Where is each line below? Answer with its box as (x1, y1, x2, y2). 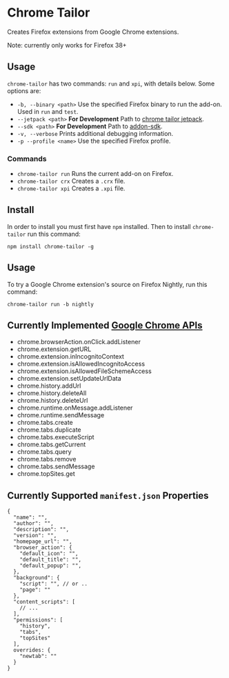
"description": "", (13, 526, 70, 533)
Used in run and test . (17, 107, 79, 115)
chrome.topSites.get (17, 470, 76, 478)
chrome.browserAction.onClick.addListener (17, 338, 141, 346)
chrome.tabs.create (17, 419, 74, 427)
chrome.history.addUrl (17, 381, 81, 390)
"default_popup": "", (19, 562, 81, 570)
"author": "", (13, 520, 54, 527)
